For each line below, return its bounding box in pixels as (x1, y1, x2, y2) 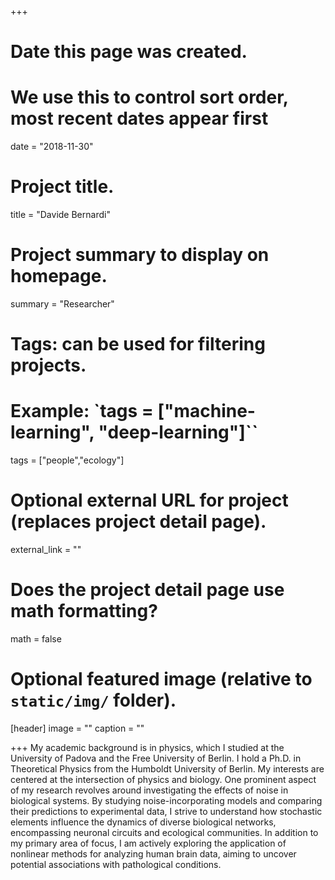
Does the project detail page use (10, 579, 285, 601)
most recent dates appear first (10, 107, 269, 130)
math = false (10, 633, 62, 645)
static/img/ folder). (10, 689, 177, 712)
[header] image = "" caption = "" (10, 722, 145, 734)
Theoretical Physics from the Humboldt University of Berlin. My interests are (10, 762, 325, 775)
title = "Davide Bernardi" (10, 209, 111, 221)
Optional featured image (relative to (10, 668, 313, 691)
